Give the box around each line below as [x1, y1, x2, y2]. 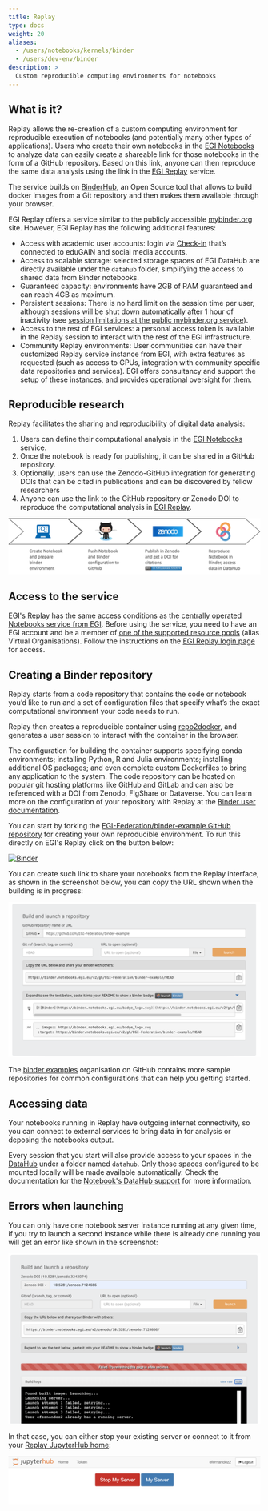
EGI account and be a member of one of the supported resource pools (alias [8, 628, 260, 638]
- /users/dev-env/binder [15, 55, 98, 63]
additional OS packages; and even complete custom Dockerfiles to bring [8, 763, 247, 772]
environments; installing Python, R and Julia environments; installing [8, 755, 233, 764]
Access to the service [8, 590, 119, 603]
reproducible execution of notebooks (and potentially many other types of [8, 132, 252, 142]
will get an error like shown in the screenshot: [8, 1237, 158, 1247]
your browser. [8, 198, 54, 208]
